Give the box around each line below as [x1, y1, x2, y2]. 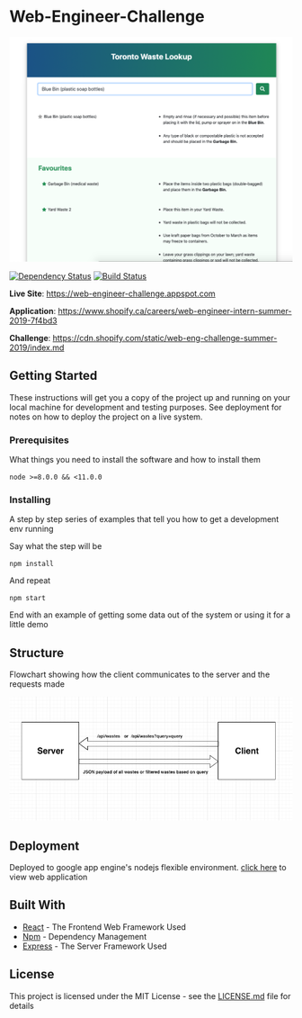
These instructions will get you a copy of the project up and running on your [9, 392, 290, 402]
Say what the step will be [9, 541, 102, 552]
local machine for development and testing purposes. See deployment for [9, 401, 282, 412]
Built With [9, 897, 66, 913]
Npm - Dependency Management [22, 931, 147, 941]
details [9, 1000, 34, 1011]
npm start [9, 594, 47, 603]
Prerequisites [9, 434, 69, 446]
